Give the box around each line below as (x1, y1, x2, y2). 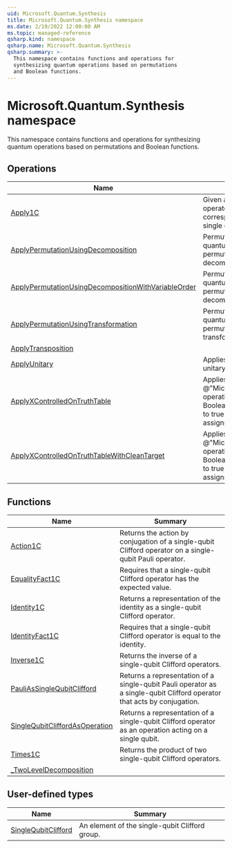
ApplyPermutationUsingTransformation (10, 320, 137, 329)
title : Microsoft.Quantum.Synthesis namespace (7, 17, 144, 24)
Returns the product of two (119, 745, 207, 755)
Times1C (10, 750, 41, 759)
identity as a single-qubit (119, 602, 202, 612)
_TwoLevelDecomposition (10, 765, 94, 775)
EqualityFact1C (10, 574, 61, 584)
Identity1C (10, 602, 45, 612)
